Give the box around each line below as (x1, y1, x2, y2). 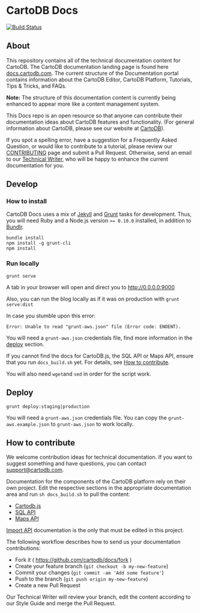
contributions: (6, 545, 41, 552)
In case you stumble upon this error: (6, 312, 96, 319)
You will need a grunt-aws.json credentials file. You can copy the (6, 414, 167, 421)
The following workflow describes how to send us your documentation (6, 538, 181, 546)
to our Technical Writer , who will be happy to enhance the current (6, 155, 168, 163)
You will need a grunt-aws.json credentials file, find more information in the (6, 334, 193, 341)
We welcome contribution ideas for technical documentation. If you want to (6, 453, 192, 461)
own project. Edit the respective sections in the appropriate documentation (6, 484, 192, 492)
